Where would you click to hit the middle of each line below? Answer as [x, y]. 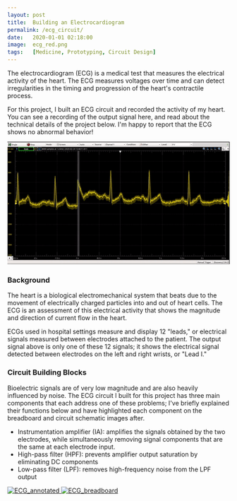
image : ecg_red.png [38, 45]
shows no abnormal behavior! [50, 132]
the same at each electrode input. [66, 447]
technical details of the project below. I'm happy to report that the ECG [110, 124]
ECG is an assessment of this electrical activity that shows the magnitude [114, 310]
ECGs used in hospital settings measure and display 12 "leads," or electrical [117, 331]
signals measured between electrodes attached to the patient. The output [114, 339]
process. [20, 96]
